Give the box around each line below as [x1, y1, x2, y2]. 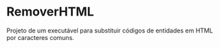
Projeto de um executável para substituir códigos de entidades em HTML [6, 26, 214, 34]
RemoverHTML [6, 4, 94, 20]
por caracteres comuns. [6, 33, 75, 41]
